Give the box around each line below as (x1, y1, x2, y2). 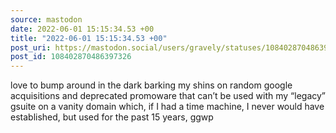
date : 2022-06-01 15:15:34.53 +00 (10, 24, 155, 34)
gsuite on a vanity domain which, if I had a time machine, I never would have (10, 101, 325, 113)
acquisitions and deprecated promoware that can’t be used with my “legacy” (10, 90, 327, 102)
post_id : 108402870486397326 (10, 52, 132, 62)
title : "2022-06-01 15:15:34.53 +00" (10, 33, 168, 43)
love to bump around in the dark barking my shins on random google (10, 79, 293, 91)
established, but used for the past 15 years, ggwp (10, 111, 214, 123)
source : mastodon (10, 14, 83, 25)
